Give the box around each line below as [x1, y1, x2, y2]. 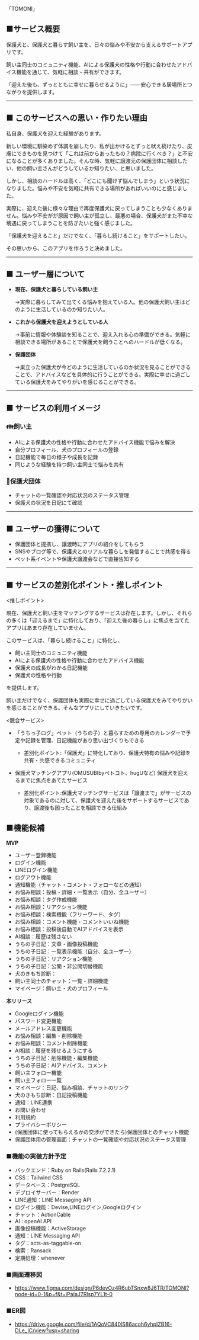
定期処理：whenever [14, 1255, 65, 1262]
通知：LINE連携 [14, 1098, 53, 1106]
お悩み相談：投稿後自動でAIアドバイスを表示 [14, 925, 124, 932]
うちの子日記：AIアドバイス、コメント [14, 1062, 108, 1069]
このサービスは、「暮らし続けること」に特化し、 [6, 637, 123, 644]
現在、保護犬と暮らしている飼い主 [14, 286, 98, 293]
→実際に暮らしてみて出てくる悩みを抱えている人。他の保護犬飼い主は [14, 299, 185, 306]
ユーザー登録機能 [14, 851, 57, 858]
